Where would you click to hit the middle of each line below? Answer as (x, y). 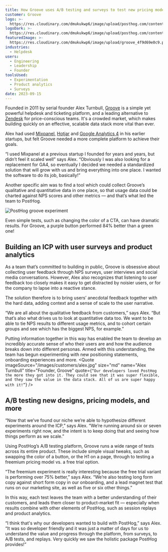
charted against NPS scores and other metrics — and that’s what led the (79, 196)
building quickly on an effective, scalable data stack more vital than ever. (80, 124)
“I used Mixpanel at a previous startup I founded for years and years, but (80, 154)
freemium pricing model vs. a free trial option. (52, 462)
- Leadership (23, 66)
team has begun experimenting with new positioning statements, (72, 354)
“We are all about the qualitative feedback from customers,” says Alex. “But (83, 313)
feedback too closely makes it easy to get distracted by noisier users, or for (83, 283)
